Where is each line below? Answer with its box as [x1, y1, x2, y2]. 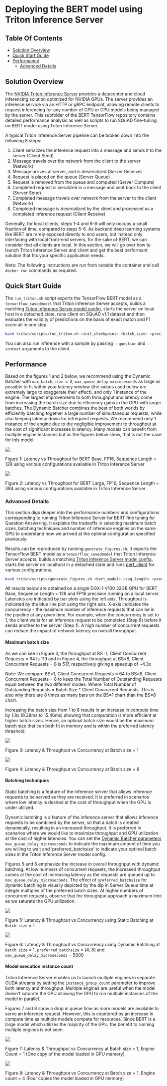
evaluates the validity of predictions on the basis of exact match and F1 [5, 316, 151, 322]
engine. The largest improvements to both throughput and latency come [5, 394, 153, 400]
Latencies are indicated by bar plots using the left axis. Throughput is [5, 596, 147, 602]
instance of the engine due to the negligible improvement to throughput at [5, 421, 157, 427]
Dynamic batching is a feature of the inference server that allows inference [5, 814, 159, 820]
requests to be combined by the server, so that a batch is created [5, 819, 139, 825]
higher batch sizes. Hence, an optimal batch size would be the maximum [5, 717, 154, 723]
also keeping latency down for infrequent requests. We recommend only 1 [5, 416, 156, 422]
